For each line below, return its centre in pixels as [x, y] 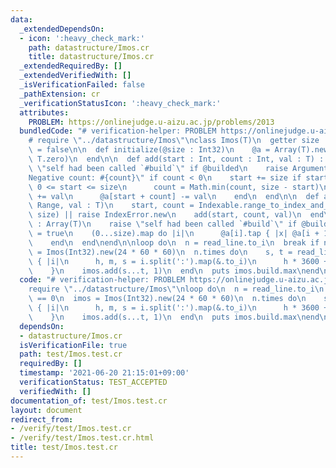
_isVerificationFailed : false [82, 85]
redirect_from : [42, 419]
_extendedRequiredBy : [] [71, 66]
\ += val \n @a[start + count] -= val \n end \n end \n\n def [174, 196]
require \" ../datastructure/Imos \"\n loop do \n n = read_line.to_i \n [176, 289]
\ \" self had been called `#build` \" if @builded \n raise [158, 168]
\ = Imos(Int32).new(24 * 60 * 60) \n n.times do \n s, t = [160, 252]
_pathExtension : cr [60, 94]
